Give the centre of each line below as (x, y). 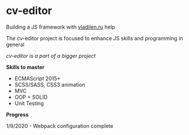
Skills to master (25, 67)
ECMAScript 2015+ (37, 78)
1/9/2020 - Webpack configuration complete (60, 126)
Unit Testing (29, 103)
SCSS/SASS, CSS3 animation (50, 84)
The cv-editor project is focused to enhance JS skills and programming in (94, 38)
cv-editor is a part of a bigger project (51, 56)
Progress (18, 115)
